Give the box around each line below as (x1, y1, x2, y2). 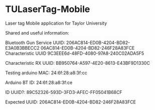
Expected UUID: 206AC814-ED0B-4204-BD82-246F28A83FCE (5, 99, 136, 105)
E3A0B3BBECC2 (5, 45, 40, 51)
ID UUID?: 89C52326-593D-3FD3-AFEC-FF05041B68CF (5, 89, 122, 95)
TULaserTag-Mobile (5, 4, 90, 15)
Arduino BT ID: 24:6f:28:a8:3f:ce (5, 79, 73, 85)
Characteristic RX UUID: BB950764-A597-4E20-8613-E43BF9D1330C (5, 60, 150, 66)
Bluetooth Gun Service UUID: (5, 39, 65, 46)
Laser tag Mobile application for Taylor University (5, 20, 107, 26)
